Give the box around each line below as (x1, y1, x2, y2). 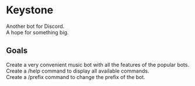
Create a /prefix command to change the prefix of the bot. (6, 73, 146, 80)
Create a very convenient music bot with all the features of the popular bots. (6, 61, 190, 68)
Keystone (6, 3, 54, 17)
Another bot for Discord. (6, 23, 65, 30)
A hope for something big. (6, 28, 69, 35)
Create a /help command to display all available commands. (6, 67, 149, 74)
